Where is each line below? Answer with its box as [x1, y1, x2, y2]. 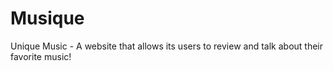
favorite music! [10, 50, 72, 62]
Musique [10, 7, 85, 30]
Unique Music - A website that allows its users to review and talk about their [10, 40, 324, 52]
